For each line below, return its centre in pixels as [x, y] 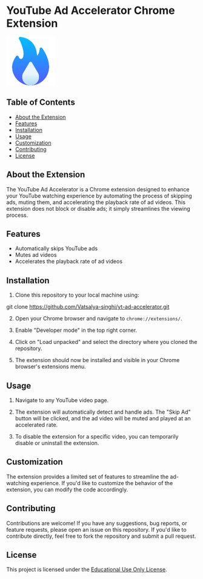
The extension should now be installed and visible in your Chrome [97, 360]
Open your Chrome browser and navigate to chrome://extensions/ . [99, 319]
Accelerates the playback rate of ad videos [69, 262]
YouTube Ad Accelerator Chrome [91, 11]
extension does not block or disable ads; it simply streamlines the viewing [98, 208]
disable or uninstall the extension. [57, 443]
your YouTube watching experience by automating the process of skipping [99, 196]
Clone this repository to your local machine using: [77, 295]
